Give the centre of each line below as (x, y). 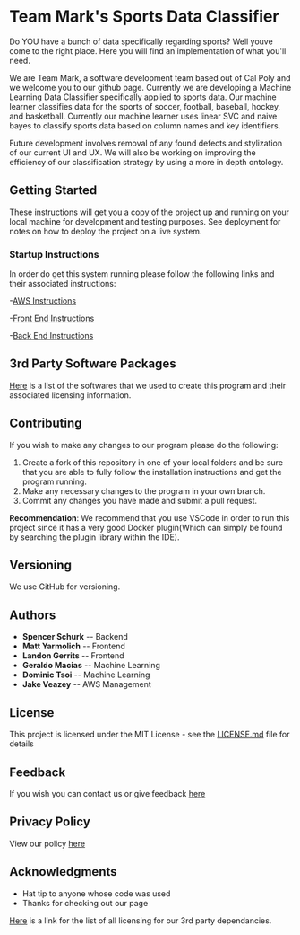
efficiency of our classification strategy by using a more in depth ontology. (146, 162)
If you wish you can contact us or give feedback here (107, 793)
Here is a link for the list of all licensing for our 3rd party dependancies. (141, 920)
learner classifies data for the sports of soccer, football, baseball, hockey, (145, 106)
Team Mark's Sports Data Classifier (144, 17)
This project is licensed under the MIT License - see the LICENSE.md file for (150, 735)
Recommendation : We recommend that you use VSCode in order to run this (150, 517)
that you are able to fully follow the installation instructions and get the (152, 472)
